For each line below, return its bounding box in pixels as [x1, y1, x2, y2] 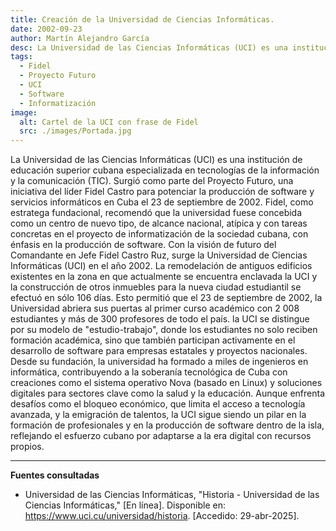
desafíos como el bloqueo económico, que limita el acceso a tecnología [10, 398, 306, 410]
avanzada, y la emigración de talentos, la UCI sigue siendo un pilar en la [10, 409, 307, 421]
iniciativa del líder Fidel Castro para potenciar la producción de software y [10, 186, 315, 198]
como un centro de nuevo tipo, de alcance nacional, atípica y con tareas [10, 217, 308, 230]
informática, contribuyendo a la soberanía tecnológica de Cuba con [10, 366, 288, 378]
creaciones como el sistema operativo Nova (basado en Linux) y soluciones [10, 377, 323, 389]
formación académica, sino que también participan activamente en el [10, 334, 296, 346]
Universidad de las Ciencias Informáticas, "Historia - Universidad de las [24, 489, 320, 501]
